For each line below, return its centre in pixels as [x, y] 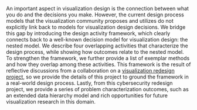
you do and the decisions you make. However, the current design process [95, 15]
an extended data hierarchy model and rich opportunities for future [87, 95]
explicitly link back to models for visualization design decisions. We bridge [96, 27]
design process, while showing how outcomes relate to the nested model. [95, 52]
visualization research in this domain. [51, 102]
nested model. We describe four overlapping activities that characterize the [97, 46]
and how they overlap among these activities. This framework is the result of [99, 64]
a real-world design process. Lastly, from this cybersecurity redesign [89, 83]
